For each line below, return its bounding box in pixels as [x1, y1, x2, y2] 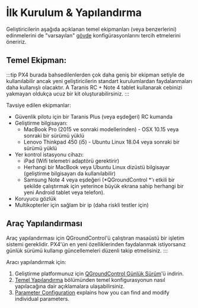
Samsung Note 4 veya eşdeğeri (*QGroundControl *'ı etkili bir [23, 176, 175, 183]
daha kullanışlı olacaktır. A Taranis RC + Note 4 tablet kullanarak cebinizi [6, 84, 183, 91]
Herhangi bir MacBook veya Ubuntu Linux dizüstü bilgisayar [23, 163, 170, 170]
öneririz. [6, 38, 27, 45]
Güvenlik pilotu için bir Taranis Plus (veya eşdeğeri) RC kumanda [14, 113, 173, 120]
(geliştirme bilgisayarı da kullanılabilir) [23, 170, 116, 177]
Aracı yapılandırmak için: [6, 258, 66, 265]
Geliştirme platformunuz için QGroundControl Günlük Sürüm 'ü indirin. [14, 270, 184, 277]
